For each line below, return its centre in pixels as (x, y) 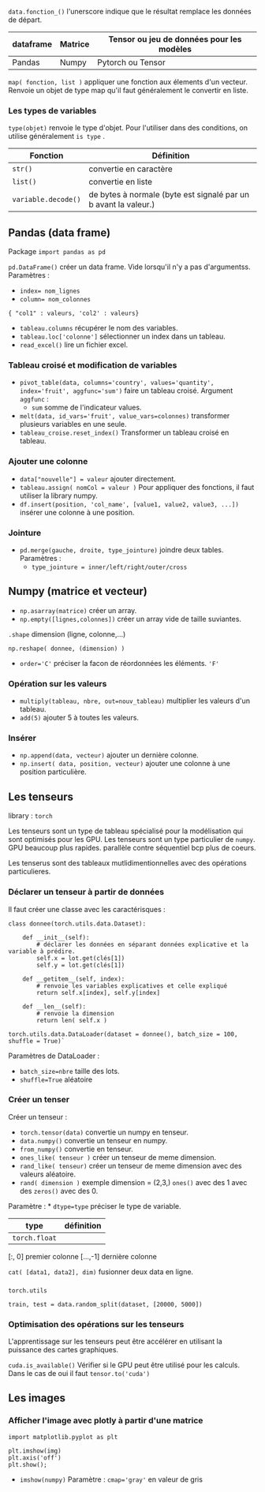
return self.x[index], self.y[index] (98, 993)
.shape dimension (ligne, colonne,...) (67, 634)
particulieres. (30, 872)
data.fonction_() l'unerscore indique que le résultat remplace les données (130, 11)
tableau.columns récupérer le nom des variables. (99, 328)
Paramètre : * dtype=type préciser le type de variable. (95, 1206)
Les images (37, 1399)
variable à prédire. (42, 951)
